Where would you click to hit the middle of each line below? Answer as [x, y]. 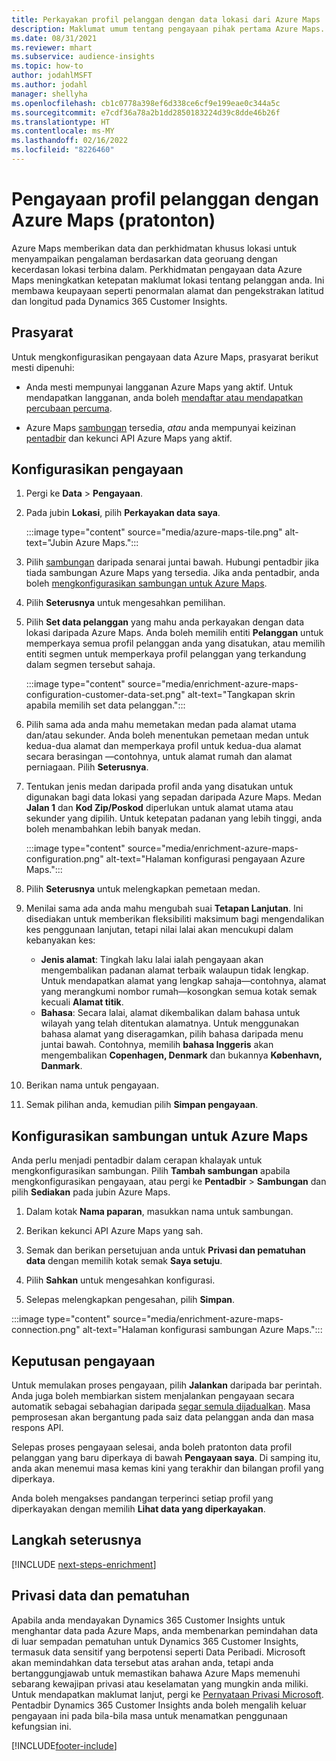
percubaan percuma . [69, 408]
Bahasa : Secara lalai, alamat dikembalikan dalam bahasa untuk [170, 1013]
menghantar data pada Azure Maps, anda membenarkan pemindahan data [165, 1630]
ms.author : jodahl [49, 85]
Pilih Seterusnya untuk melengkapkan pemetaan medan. [143, 889]
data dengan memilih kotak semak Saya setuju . [124, 1261]
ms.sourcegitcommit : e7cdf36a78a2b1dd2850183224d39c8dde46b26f [146, 112]
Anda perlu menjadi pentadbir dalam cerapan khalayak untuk [137, 1160]
